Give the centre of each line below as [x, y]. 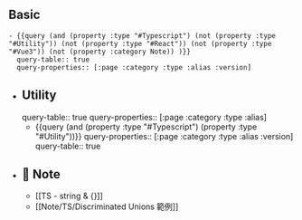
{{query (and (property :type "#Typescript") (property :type [146, 127]
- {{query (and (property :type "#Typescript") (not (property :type [142, 35]
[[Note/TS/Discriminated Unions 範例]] [107, 206]
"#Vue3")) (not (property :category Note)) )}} [100, 52]
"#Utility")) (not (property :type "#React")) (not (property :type [140, 43]
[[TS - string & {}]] [69, 196]
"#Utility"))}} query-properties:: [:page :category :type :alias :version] [164, 136]
